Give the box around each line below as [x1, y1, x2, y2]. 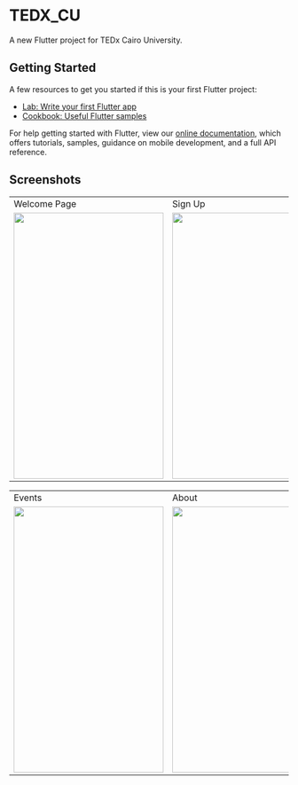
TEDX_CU [9, 5, 82, 26]
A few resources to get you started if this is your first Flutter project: [9, 83, 257, 94]
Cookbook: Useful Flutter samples [21, 110, 147, 121]
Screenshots [9, 172, 82, 187]
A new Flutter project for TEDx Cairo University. [9, 35, 183, 45]
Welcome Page [13, 197, 77, 209]
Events [13, 491, 43, 504]
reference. [9, 146, 47, 157]
